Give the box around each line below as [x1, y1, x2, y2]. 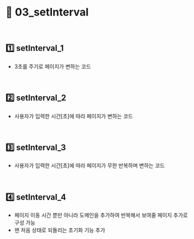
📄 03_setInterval [5, 5, 89, 19]
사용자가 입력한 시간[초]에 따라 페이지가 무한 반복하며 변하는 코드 [14, 162, 165, 169]
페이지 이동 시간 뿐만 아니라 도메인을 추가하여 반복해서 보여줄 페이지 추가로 [14, 212, 189, 219]
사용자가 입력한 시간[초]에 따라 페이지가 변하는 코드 [14, 112, 133, 119]
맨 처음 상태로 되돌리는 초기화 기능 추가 [14, 226, 106, 234]
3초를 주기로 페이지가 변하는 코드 [14, 63, 91, 70]
